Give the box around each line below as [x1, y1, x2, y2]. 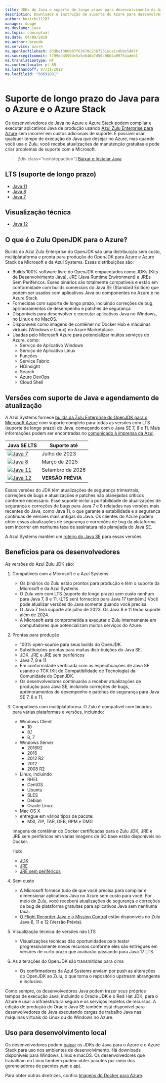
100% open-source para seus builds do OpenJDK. [19, 641, 123, 647]
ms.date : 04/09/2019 [5, 35, 48, 40]
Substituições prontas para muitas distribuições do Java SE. [19, 646, 142, 652]
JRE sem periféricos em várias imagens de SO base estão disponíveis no [12, 833, 161, 839]
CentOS [27, 782, 43, 788]
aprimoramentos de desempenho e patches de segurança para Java [19, 689, 160, 694]
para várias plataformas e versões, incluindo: [12, 709, 104, 715]
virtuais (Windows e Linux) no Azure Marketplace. [12, 327, 115, 333]
